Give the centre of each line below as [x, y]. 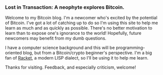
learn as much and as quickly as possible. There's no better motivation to [79, 28]
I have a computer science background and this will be [60, 48]
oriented [13, 53]
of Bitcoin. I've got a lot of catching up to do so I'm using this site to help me [81, 23]
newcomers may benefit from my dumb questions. [56, 38]
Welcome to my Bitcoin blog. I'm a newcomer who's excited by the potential [81, 18]
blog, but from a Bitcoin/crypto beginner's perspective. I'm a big [87, 53]
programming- [131, 48]
